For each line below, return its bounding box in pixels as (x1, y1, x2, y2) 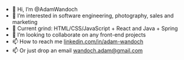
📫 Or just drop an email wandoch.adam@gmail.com (12, 47, 143, 54)
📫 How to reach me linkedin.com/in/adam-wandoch (12, 38, 144, 45)
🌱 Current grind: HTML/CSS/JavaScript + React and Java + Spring (12, 25, 178, 32)
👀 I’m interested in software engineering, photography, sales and (12, 12, 174, 19)
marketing (12, 19, 38, 25)
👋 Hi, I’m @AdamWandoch (12, 6, 78, 13)
